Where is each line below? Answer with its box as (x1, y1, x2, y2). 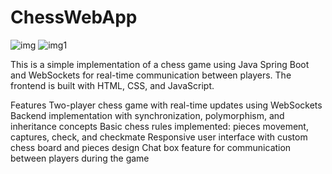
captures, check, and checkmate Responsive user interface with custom (10, 131, 308, 143)
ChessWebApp (10, 6, 138, 29)
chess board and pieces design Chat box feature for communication (10, 141, 292, 153)
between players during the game (10, 152, 150, 164)
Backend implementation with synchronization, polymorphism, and (10, 109, 285, 121)
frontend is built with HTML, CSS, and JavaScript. (10, 79, 215, 91)
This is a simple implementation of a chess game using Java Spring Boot (10, 58, 310, 70)
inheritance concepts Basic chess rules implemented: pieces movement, (10, 120, 309, 132)
